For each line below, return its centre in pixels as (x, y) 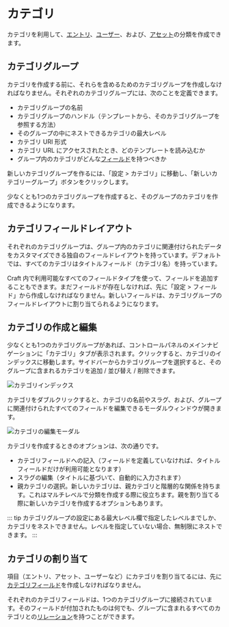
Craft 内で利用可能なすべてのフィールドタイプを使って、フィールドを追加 (110, 278)
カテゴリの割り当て (48, 559)
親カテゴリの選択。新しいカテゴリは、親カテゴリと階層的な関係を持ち (116, 486)
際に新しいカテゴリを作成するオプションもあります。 (92, 503)
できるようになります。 (45, 205)
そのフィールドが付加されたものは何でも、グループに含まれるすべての (117, 608)
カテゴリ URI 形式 (42, 142)
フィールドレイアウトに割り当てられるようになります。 (85, 304)
